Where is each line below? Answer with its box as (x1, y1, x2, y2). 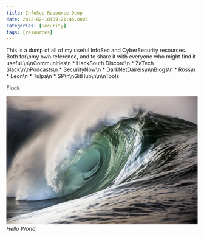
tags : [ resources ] (6, 29, 53, 35)
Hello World (6, 225, 36, 232)
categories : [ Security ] (6, 23, 67, 29)
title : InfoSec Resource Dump (6, 10, 83, 16)
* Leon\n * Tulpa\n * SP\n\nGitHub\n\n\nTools (6, 73, 120, 80)
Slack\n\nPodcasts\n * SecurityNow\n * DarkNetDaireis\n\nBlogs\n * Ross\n (6, 66, 196, 73)
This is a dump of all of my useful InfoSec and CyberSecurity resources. (6, 46, 187, 54)
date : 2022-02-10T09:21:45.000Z (6, 16, 88, 23)
